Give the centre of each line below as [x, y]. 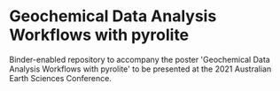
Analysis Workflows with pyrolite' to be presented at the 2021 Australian [140, 69]
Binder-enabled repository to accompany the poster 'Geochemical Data [140, 59]
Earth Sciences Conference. [61, 78]
